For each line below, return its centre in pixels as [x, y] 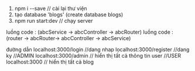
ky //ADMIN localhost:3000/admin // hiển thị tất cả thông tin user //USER [94, 56]
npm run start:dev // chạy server [54, 21]
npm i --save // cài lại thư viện [51, 8]
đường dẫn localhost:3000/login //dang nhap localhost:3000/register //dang [98, 49]
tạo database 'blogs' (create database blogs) [69, 15]
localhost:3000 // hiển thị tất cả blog [50, 62]
